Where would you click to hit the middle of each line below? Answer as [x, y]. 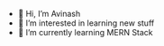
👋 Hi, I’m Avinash [49, 14]
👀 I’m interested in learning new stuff [86, 23]
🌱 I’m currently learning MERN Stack [85, 32]
